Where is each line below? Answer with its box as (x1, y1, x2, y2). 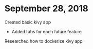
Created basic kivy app (4, 19, 51, 25)
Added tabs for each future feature (11, 28, 82, 34)
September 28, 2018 (4, 3, 89, 14)
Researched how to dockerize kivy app (4, 38, 83, 44)
